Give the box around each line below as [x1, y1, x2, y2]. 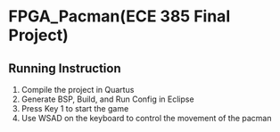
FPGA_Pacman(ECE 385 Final [8, 6, 231, 27]
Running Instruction [8, 61, 121, 76]
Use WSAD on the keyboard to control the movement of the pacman [21, 113, 272, 123]
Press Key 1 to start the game [21, 103, 129, 113]
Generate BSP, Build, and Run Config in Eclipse [21, 94, 194, 104]
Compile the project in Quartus [21, 85, 135, 95]
